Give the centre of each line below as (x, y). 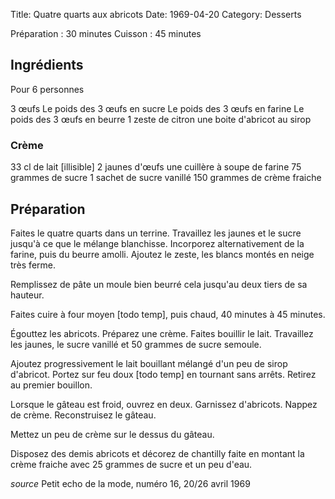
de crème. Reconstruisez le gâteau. (83, 415)
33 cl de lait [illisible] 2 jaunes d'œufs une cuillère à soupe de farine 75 (156, 167)
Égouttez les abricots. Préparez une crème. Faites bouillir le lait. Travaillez (162, 333)
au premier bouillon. (51, 385)
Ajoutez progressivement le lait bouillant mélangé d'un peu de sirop (149, 363)
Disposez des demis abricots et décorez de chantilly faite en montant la (157, 453)
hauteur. (27, 295)
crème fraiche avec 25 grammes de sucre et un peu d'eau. (131, 464)
